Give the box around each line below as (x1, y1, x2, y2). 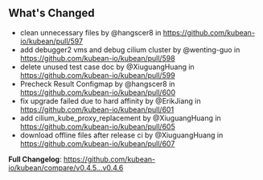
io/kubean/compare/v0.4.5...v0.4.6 (8, 162, 124, 172)
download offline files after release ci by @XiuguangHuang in (19, 130, 224, 140)
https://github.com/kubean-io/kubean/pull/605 (19, 121, 175, 131)
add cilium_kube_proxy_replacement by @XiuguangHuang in (19, 112, 221, 123)
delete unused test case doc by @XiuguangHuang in (19, 62, 195, 72)
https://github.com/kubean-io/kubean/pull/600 (19, 88, 176, 97)
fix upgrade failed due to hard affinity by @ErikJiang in (19, 96, 201, 105)
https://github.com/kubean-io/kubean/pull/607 (19, 138, 175, 148)
